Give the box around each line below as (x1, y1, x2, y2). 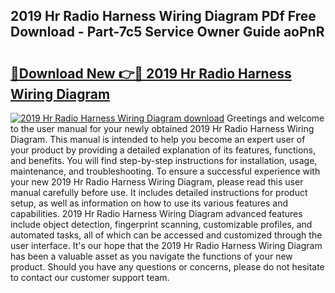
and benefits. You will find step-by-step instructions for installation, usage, (10, 155, 318, 166)
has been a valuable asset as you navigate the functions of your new (10, 250, 293, 262)
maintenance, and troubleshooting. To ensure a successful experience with (10, 165, 321, 177)
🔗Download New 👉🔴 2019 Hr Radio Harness (10, 65, 292, 82)
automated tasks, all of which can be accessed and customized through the (10, 229, 323, 241)
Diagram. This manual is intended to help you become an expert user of (10, 134, 306, 145)
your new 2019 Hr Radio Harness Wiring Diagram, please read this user (10, 176, 304, 188)
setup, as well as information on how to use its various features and (10, 197, 289, 209)
